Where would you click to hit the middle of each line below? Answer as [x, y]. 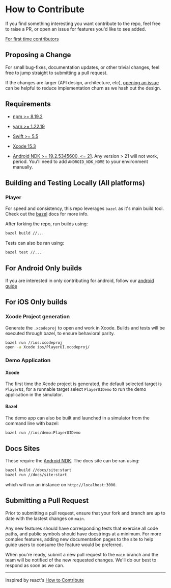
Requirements [28, 104]
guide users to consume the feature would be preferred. [64, 545]
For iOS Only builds [36, 302]
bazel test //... [24, 252]
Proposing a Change [38, 55]
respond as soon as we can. [35, 565]
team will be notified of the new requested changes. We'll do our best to [81, 560]
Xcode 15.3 [24, 146]
